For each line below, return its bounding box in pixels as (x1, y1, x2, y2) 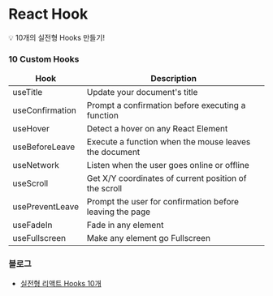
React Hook (8, 5, 89, 24)
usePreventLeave (12, 201, 80, 212)
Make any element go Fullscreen (86, 233, 211, 244)
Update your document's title (86, 87, 198, 98)
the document (86, 147, 141, 158)
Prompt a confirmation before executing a (86, 100, 246, 111)
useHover (12, 123, 50, 135)
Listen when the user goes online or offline (86, 160, 249, 171)
